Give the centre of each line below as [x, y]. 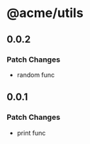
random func [36, 74]
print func [31, 133]
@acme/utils [45, 13]
